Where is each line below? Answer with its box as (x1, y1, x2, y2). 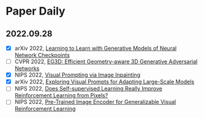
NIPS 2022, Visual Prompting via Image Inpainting (14, 71, 140, 78)
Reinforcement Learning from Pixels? (14, 92, 108, 99)
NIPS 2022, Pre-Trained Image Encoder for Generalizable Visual (14, 99, 176, 106)
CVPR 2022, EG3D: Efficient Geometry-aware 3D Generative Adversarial (14, 58, 198, 65)
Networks (14, 65, 40, 72)
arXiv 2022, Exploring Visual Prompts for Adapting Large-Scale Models (14, 78, 194, 86)
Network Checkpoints (14, 52, 70, 59)
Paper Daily (6, 4, 66, 18)
